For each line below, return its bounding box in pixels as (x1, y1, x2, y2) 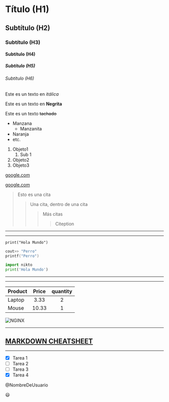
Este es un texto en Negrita (5, 101, 62, 107)
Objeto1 (12, 146, 29, 152)
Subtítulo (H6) (5, 76, 34, 82)
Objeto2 (12, 157, 30, 163)
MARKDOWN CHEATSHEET (5, 337, 93, 346)
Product (8, 288, 28, 295)
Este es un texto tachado (5, 110, 57, 116)
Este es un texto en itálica (5, 91, 59, 97)
